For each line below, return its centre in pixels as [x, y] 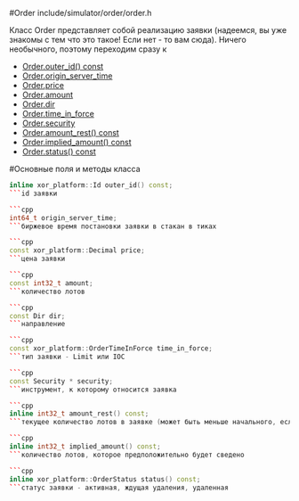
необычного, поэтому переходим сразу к [88, 49]
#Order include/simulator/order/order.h [81, 13]
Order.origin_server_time [67, 76]
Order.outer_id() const [63, 66]
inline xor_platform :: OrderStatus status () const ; [105, 479]
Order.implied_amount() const [77, 142]
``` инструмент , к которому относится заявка [93, 390]
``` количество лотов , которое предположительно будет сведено [127, 455]
